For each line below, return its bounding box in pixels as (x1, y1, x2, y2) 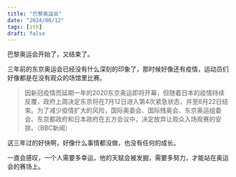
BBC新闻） (39, 124, 72, 132)
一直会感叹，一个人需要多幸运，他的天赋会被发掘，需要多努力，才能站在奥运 (7, 154, 229, 162)
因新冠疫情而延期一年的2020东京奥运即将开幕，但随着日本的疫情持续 (24, 88, 225, 97)
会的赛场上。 (7, 162, 44, 171)
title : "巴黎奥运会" (7, 10, 62, 18)
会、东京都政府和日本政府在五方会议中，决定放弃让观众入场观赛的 (24, 115, 216, 124)
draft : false (7, 29, 46, 37)
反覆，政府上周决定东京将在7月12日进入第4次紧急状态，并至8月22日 (24, 98, 223, 106)
